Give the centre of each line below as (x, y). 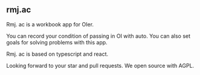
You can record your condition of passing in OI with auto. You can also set (98, 36)
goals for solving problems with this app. (57, 42)
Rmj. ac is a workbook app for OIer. (50, 24)
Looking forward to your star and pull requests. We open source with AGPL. (100, 65)
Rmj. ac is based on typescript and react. (57, 54)
